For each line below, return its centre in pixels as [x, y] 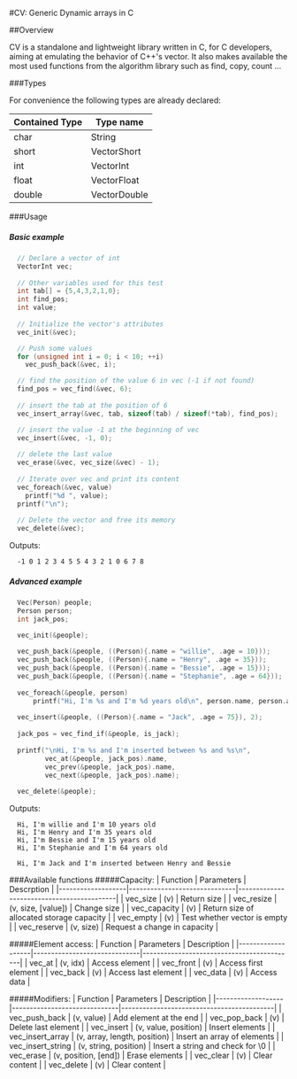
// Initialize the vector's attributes [91, 324]
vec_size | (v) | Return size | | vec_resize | [201, 899]
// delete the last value [65, 454]
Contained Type [48, 122]
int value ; [37, 308]
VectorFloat [115, 180]
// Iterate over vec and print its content [98, 479]
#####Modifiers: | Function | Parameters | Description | [110, 999]
